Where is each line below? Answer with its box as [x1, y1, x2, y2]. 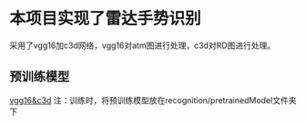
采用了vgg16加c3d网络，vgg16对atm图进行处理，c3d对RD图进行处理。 [9, 40, 276, 51]
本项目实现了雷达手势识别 [9, 8, 202, 29]
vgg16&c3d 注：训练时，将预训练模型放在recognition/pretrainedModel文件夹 [9, 94, 297, 105]
